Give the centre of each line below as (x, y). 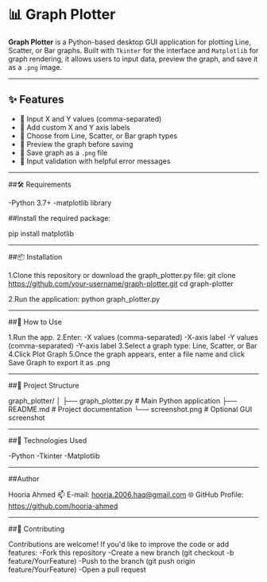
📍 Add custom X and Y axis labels (75, 127)
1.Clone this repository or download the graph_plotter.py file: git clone (122, 275)
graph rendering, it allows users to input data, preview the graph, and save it (133, 59)
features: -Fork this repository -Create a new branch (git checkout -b (121, 553)
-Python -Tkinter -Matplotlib (54, 456)
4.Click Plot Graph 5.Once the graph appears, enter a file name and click (126, 354)
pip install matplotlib (41, 233)
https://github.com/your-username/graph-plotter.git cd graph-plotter (121, 283)
